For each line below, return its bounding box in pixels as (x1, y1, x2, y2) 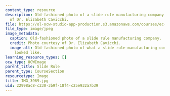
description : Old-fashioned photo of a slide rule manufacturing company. (5, 12, 166, 17)
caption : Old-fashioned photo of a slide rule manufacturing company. (10, 36, 162, 41)
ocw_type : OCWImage (5, 59, 47, 65)
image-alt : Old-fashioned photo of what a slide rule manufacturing (10, 45, 157, 50)
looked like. (14, 50, 42, 55)
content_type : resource (5, 7, 56, 13)
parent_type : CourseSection (5, 69, 65, 74)
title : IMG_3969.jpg (5, 78, 49, 83)
